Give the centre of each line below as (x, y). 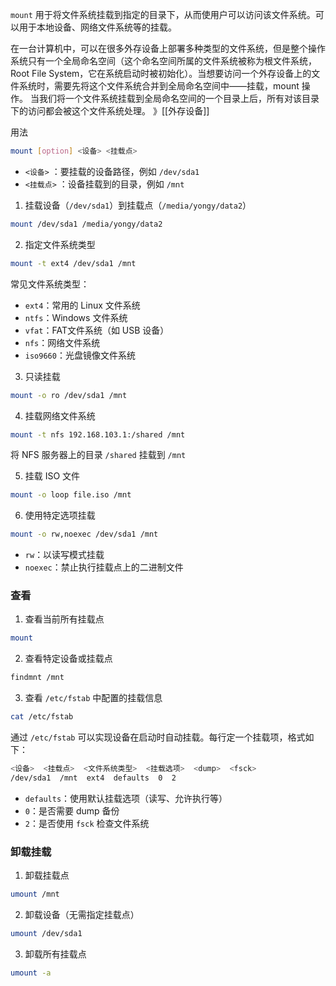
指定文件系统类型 (60, 244)
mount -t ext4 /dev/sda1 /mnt (73, 263)
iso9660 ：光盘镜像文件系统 (80, 355)
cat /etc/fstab (42, 717)
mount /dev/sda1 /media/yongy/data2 (86, 224)
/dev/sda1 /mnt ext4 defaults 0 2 (93, 778)
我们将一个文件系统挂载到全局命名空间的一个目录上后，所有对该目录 (179, 98)
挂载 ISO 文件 (52, 476)
